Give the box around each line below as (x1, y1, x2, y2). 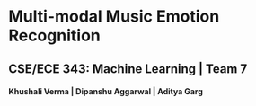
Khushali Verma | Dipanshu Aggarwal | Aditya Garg (8, 86, 204, 97)
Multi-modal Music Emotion (8, 6, 220, 27)
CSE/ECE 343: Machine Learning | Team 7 (8, 61, 248, 76)
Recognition (8, 25, 101, 46)
